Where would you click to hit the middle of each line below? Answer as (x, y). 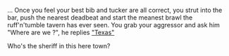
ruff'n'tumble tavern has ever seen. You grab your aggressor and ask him (114, 25)
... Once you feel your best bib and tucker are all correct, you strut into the (115, 10)
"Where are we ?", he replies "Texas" (61, 32)
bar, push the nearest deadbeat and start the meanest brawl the (100, 17)
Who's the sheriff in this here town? (59, 46)
